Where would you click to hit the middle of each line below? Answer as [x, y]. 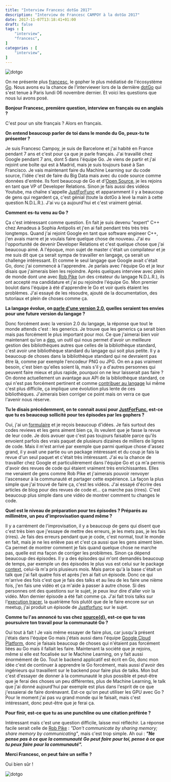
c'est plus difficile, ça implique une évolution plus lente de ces [70, 389]
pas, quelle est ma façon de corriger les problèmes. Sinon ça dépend [78, 553]
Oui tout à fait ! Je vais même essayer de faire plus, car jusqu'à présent [80, 632]
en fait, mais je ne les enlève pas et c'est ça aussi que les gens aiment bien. [84, 542]
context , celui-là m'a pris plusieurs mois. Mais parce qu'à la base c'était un [84, 569]
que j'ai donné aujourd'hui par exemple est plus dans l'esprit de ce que [80, 687]
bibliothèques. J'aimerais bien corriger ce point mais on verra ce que [78, 394]
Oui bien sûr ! [19, 764]
